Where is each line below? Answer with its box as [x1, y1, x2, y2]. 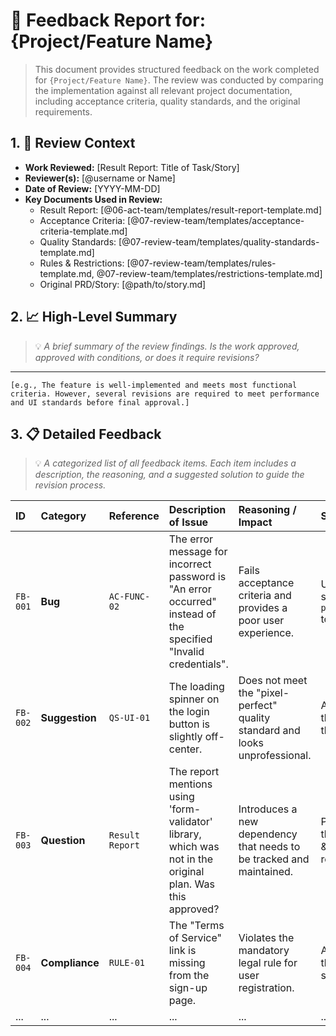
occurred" [168, 595, 217, 609]
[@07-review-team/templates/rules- [126, 257, 277, 269]
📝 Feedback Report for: [10, 9, 207, 32]
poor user [238, 614, 285, 628]
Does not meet [238, 674, 308, 688]
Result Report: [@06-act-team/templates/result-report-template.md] [39, 204, 323, 216]
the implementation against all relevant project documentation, [34, 84, 293, 96]
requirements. [34, 105, 93, 118]
